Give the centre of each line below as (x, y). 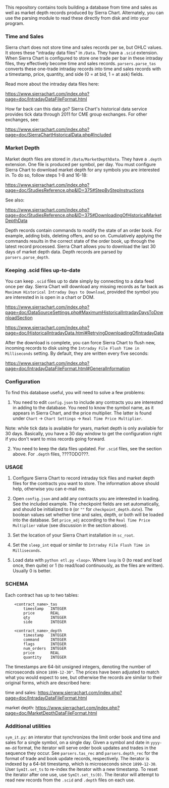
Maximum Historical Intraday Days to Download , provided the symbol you (82, 292)
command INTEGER (45, 640)
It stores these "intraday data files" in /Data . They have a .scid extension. (82, 53)
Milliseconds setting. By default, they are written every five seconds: (77, 353)
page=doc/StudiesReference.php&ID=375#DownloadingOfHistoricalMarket (83, 215)
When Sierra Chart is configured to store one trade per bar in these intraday (84, 58)
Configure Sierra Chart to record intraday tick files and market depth (83, 478)
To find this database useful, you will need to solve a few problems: (75, 393)
